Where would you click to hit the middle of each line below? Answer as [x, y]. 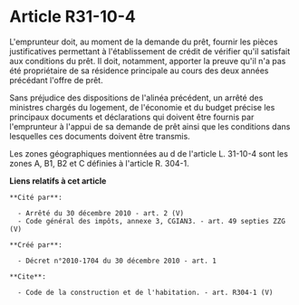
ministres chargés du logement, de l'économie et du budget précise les [142, 107]
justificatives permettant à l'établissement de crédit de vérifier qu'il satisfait [150, 51]
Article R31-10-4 [72, 17]
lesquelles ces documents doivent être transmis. [100, 136]
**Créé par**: [36, 245]
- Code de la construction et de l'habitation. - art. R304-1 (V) [145, 292]
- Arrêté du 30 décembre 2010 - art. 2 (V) [101, 213]
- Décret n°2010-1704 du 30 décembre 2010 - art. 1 [117, 261]
